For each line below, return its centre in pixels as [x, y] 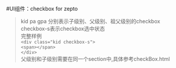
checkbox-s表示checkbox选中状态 [63, 29]
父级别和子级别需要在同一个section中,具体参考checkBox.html [95, 59]
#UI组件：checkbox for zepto [42, 9]
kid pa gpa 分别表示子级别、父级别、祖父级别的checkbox [90, 21]
